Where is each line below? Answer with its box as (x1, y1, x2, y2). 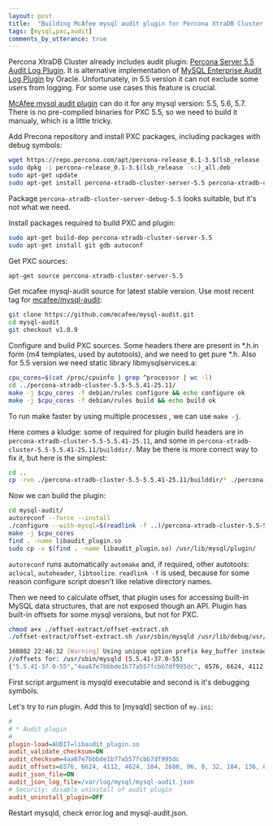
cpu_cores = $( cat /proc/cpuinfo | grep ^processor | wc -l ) (8, 374, 213, 382)
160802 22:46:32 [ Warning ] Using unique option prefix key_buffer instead (8, 648, 267, 656)
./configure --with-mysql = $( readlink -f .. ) (8, 522, 162, 530)
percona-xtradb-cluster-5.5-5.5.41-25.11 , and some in (8, 435, 196, 445)
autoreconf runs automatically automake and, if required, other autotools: (8, 559, 249, 569)
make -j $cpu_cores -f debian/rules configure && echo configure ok (8, 388, 245, 397)
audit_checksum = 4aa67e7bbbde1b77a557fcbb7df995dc (8, 755, 180, 763)
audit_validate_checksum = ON (8, 748, 104, 756)
